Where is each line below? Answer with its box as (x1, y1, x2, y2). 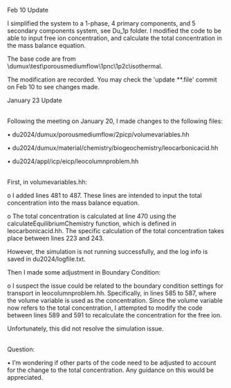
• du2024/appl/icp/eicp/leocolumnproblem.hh (7, 157, 139, 165)
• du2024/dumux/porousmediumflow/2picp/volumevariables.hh (7, 131, 190, 138)
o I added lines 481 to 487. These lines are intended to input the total (7, 192, 203, 199)
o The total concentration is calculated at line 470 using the (7, 212, 176, 220)
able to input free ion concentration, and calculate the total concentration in (7, 34, 223, 42)
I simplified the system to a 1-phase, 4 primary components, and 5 (7, 19, 196, 27)
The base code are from (7, 55, 76, 63)
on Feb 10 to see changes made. (7, 83, 100, 91)
